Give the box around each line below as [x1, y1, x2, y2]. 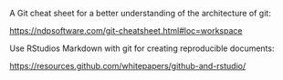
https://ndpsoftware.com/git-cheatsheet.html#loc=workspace [9, 25, 243, 35]
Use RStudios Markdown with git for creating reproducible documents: [9, 43, 275, 54]
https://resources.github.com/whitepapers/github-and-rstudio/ [9, 61, 246, 71]
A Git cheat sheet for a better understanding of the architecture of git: [9, 8, 271, 18]
